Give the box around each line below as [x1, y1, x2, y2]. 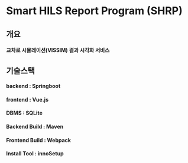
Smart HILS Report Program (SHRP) [6, 4, 183, 18]
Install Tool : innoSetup [6, 150, 64, 157]
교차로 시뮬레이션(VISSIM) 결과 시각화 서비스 [6, 47, 110, 54]
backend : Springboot [6, 83, 61, 90]
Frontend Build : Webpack [6, 136, 71, 144]
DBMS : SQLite [6, 109, 43, 116]
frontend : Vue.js [6, 96, 49, 103]
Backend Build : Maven [6, 123, 64, 130]
